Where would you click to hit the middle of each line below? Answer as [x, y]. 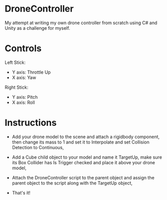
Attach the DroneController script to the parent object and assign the [83, 177]
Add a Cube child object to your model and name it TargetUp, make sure [87, 157]
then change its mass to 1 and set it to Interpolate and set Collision [80, 142]
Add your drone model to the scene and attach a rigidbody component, [86, 137]
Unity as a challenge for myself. [37, 28]
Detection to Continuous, [38, 147]
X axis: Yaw [24, 77]
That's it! [21, 192]
